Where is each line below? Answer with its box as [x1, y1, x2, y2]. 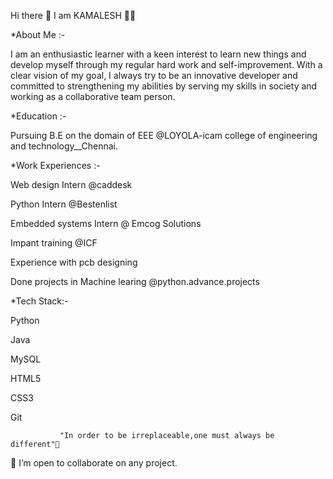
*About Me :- [10, 29, 66, 40]
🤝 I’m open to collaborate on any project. [10, 457, 178, 469]
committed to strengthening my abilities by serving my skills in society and [10, 80, 318, 92]
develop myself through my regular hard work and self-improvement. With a [10, 59, 323, 70]
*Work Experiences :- [10, 160, 101, 171]
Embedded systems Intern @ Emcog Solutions [10, 218, 202, 229]
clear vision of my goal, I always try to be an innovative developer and [10, 70, 298, 81]
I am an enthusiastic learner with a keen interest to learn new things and [10, 48, 307, 60]
